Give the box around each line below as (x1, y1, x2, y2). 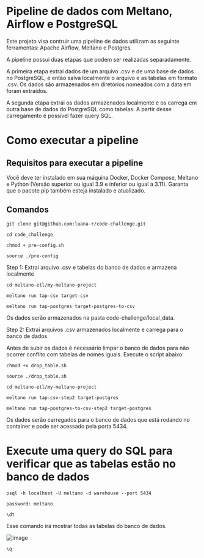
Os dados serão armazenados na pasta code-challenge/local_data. (6, 314, 175, 321)
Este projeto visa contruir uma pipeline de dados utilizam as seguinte (6, 37, 180, 45)
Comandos (6, 205, 49, 215)
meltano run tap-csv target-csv (6, 292, 89, 299)
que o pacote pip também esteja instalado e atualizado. (6, 186, 146, 194)
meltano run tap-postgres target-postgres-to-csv (6, 303, 136, 309)
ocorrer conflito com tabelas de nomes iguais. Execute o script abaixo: (6, 350, 184, 358)
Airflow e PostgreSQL (6, 17, 118, 31)
